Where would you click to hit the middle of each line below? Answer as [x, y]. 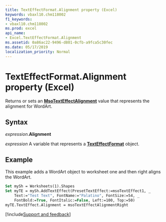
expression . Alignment [28, 134]
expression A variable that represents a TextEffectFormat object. [72, 144]
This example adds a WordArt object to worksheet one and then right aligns [83, 172]
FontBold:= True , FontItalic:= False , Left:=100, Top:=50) [75, 200]
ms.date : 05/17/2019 [27, 47]
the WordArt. [18, 177]
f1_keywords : [19, 19]
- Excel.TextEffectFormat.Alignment [43, 38]
